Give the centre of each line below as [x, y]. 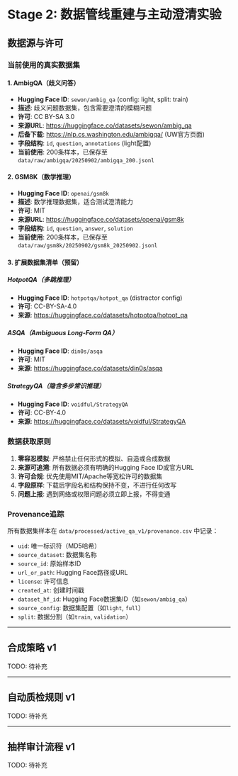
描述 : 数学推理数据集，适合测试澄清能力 [75, 201]
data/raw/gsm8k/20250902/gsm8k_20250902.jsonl [87, 245]
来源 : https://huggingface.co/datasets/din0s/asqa [90, 369]
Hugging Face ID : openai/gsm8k [63, 193]
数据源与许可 [35, 43]
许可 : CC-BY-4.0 [41, 412]
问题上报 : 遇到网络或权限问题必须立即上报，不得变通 [94, 494]
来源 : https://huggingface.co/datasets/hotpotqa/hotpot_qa [102, 315]
